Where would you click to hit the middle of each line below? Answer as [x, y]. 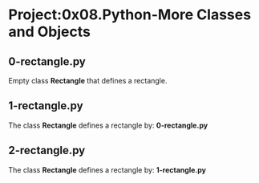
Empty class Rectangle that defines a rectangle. [88, 81]
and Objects [49, 32]
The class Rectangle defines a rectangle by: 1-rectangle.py [107, 169]
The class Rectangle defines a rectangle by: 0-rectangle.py [108, 125]
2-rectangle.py [47, 150]
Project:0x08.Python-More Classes [129, 15]
